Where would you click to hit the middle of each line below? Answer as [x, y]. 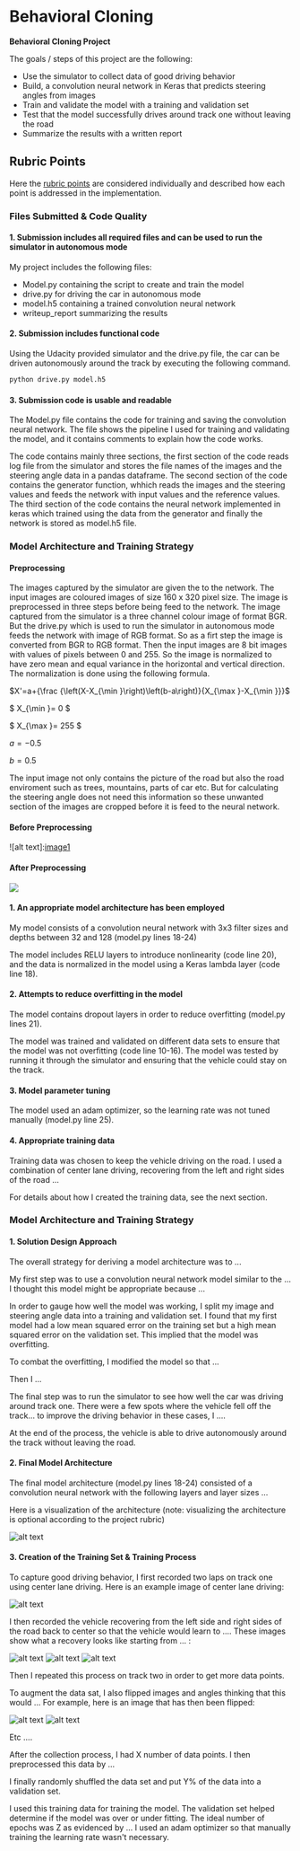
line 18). [24, 974]
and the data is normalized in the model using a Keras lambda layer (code [145, 964]
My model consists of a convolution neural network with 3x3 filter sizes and [149, 928]
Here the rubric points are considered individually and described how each [147, 183]
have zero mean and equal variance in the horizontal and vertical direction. [147, 664]
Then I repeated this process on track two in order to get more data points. [147, 1676]
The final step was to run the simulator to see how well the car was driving [146, 1396]
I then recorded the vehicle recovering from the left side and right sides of [146, 1622]
